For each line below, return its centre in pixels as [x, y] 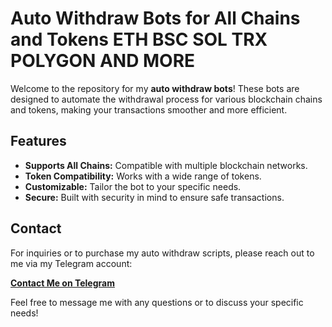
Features [38, 141]
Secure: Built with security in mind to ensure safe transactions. [154, 197]
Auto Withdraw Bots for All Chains [155, 18]
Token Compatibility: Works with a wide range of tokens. [143, 176]
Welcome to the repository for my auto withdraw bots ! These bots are [155, 88]
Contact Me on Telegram [62, 283]
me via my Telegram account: [71, 263]
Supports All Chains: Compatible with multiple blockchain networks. [166, 165]
